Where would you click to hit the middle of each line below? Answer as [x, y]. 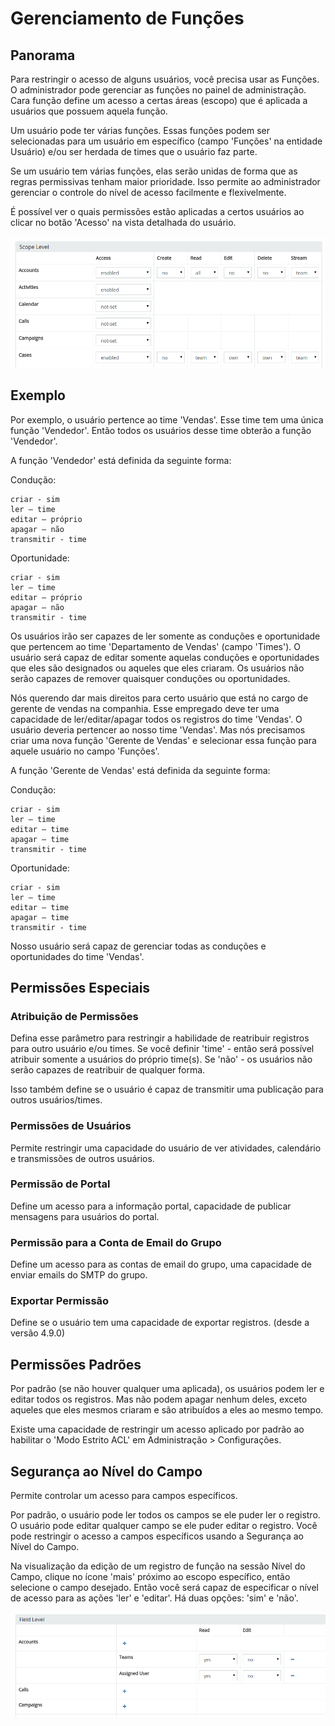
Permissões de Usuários [71, 1126]
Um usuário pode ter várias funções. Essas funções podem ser [140, 130]
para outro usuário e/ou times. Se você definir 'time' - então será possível [162, 1049]
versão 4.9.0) [38, 1333]
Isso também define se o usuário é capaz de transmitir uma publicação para [167, 1089]
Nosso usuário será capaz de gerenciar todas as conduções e [138, 946]
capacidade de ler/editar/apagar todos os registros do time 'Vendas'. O [156, 719]
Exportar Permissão [60, 1301]
